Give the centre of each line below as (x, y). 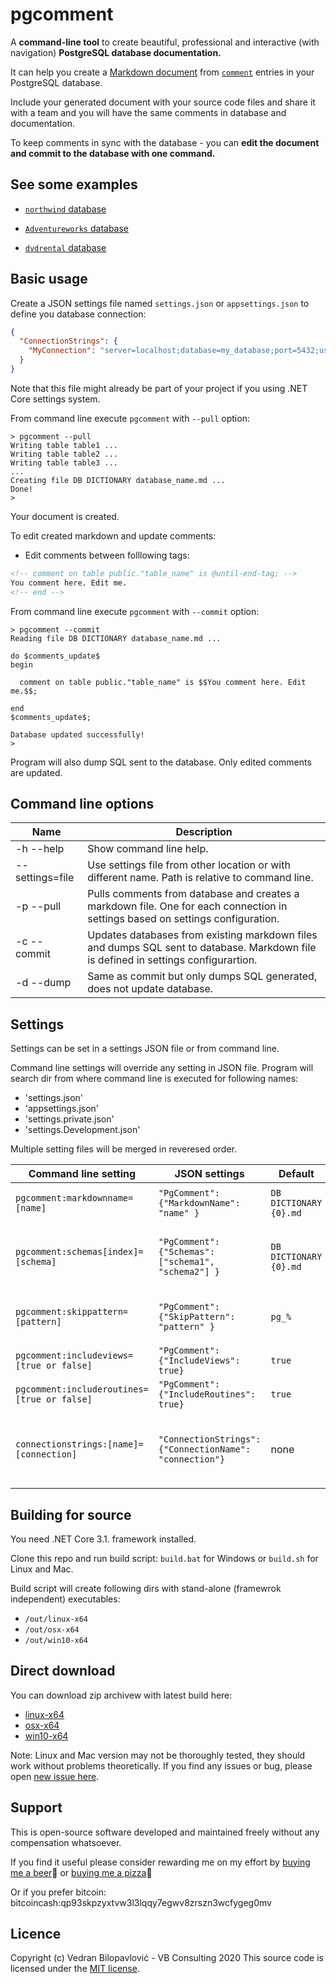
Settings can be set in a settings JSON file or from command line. (145, 1049)
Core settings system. (55, 399)
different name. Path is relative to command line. (200, 878)
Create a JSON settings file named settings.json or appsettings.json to (160, 303)
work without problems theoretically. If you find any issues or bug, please (161, 1765)
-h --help (40, 849)
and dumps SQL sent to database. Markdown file (202, 948)
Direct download (63, 1671)
